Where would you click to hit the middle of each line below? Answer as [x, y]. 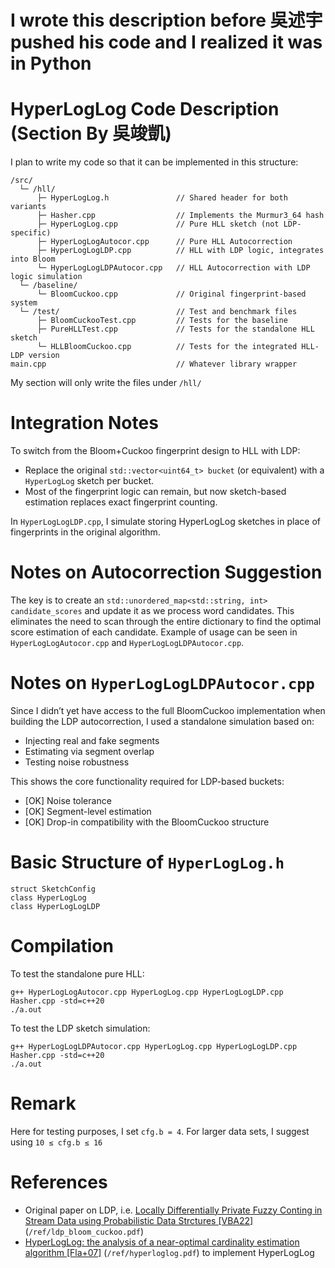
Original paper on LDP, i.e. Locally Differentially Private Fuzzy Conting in [173, 1210]
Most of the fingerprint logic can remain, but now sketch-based [155, 492]
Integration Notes [84, 423]
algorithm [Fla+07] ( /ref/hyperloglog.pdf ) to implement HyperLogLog [169, 1252]
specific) [31, 233]
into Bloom [33, 259]
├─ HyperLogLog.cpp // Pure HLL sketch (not [158, 224]
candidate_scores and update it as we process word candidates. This [152, 610]
